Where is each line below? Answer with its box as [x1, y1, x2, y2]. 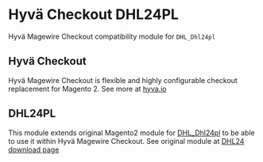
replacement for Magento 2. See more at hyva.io [8, 84, 167, 93]
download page [8, 145, 60, 154]
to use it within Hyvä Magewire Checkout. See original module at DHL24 [8, 136, 245, 145]
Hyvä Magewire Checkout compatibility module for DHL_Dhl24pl [8, 32, 216, 41]
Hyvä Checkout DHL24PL [8, 6, 179, 24]
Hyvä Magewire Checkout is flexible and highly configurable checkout [8, 75, 238, 85]
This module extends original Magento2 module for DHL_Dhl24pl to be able [8, 128, 256, 138]
